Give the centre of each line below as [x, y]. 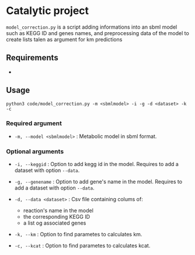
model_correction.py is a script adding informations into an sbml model [92, 27]
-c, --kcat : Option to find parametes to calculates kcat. [82, 246]
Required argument [34, 123]
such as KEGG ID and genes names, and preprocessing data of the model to [98, 33]
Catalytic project [48, 11]
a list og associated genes [55, 223]
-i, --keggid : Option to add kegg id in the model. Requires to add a [97, 164]
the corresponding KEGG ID [57, 217]
